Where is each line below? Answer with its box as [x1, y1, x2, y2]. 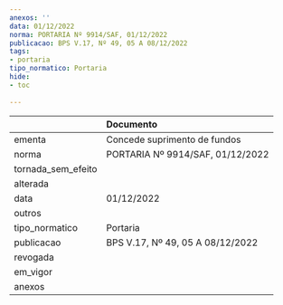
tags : [9, 47, 30, 56]
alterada [14, 177, 50, 190]
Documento [106, 118, 158, 130]
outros [14, 206, 42, 219]
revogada [14, 251, 54, 263]
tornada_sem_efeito [14, 162, 98, 175]
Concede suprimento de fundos [106, 133, 241, 146]
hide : [9, 72, 30, 81]
